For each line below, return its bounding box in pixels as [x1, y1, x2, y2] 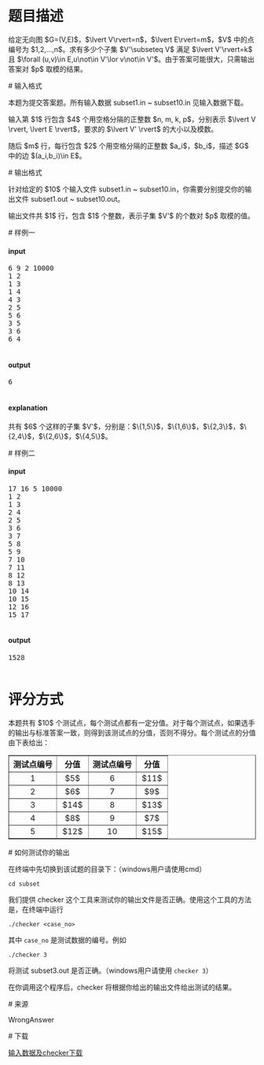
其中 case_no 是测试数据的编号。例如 [8, 935, 126, 944]
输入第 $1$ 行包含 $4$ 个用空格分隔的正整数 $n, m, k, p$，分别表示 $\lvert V [8, 114, 256, 124]
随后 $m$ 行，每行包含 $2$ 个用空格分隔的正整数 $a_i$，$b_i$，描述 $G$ [8, 141, 249, 150]
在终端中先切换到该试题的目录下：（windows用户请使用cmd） [8, 864, 207, 874]
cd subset [8, 880, 41, 888]
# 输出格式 [8, 167, 42, 177]
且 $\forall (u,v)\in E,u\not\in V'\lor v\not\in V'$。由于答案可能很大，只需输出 [8, 54, 255, 64]
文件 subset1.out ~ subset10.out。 [14, 194, 125, 203]
